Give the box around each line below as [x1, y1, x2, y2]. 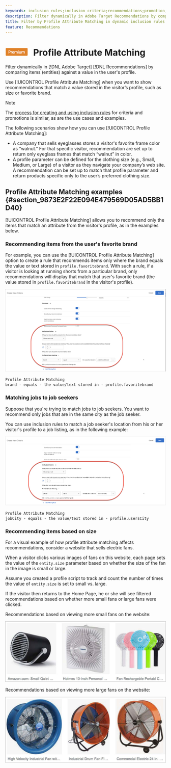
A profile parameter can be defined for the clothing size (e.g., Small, [12, 156, 155, 163]
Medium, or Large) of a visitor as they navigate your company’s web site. [12, 162, 165, 168]
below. [5, 228, 19, 234]
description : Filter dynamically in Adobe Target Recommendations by [5, 13, 156, 19]
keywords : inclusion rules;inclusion [5, 8, 85, 13]
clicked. [5, 601, 22, 607]
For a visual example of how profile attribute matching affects [5, 539, 134, 545]
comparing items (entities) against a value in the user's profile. [5, 69, 136, 75]
